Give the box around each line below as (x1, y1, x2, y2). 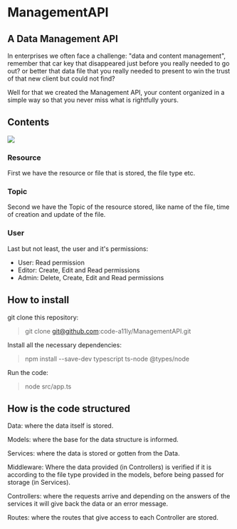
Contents (7, 116, 50, 128)
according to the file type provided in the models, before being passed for (7, 471, 224, 479)
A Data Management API (7, 33, 119, 45)
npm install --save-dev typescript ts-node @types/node (24, 354, 190, 363)
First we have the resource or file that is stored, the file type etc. (7, 169, 196, 178)
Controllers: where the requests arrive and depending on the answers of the (7, 492, 231, 500)
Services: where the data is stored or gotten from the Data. (7, 449, 180, 458)
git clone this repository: (7, 313, 79, 322)
